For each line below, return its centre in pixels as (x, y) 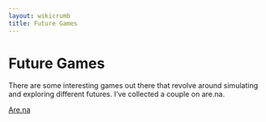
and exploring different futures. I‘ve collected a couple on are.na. (117, 95)
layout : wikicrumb (39, 16)
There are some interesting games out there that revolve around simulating (133, 86)
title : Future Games (43, 23)
